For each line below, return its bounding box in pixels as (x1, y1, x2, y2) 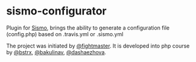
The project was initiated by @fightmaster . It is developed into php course (6, 42, 190, 49)
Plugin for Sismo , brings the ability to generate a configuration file (6, 24, 170, 31)
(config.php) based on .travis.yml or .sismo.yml (6, 30, 124, 37)
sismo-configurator (6, 4, 107, 18)
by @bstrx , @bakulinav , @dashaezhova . (6, 48, 107, 55)
